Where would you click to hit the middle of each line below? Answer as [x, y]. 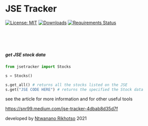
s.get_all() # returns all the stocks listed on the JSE [66, 85]
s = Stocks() [19, 76]
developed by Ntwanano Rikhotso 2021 [46, 118]
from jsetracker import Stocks [38, 67]
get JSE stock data [26, 54]
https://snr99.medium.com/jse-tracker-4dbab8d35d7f [62, 109]
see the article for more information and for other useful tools [69, 99]
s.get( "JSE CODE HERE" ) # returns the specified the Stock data [74, 89]
